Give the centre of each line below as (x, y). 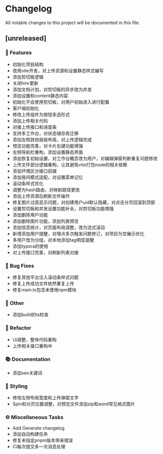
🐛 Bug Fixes (20, 265)
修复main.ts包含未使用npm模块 (44, 289)
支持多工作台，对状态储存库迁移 (45, 133)
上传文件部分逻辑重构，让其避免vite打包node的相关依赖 (70, 165)
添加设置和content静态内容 (40, 95)
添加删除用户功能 (30, 215)
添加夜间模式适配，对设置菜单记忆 (48, 177)
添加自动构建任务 (30, 434)
